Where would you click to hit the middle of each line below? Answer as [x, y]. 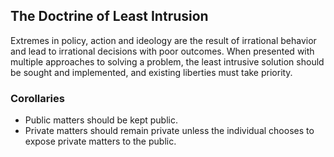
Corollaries [37, 98]
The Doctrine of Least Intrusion [109, 16]
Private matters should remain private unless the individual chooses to [169, 131]
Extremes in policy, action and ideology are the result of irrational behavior [163, 40]
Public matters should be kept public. [101, 120]
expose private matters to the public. [100, 141]
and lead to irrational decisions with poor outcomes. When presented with [162, 51]
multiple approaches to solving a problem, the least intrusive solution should [167, 61]
